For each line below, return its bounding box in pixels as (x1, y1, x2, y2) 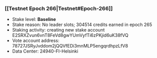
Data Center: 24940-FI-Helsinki (12, 48, 78, 54)
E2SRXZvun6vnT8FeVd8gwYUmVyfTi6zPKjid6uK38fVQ (12, 32, 129, 38)
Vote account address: (12, 37, 60, 43)
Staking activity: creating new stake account (12, 27, 105, 33)
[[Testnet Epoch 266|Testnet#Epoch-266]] (5, 5, 113, 12)
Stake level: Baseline (12, 16, 56, 22)
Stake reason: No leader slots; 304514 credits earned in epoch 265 (12, 21, 152, 27)
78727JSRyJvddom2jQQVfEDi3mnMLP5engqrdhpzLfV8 (12, 43, 129, 49)
